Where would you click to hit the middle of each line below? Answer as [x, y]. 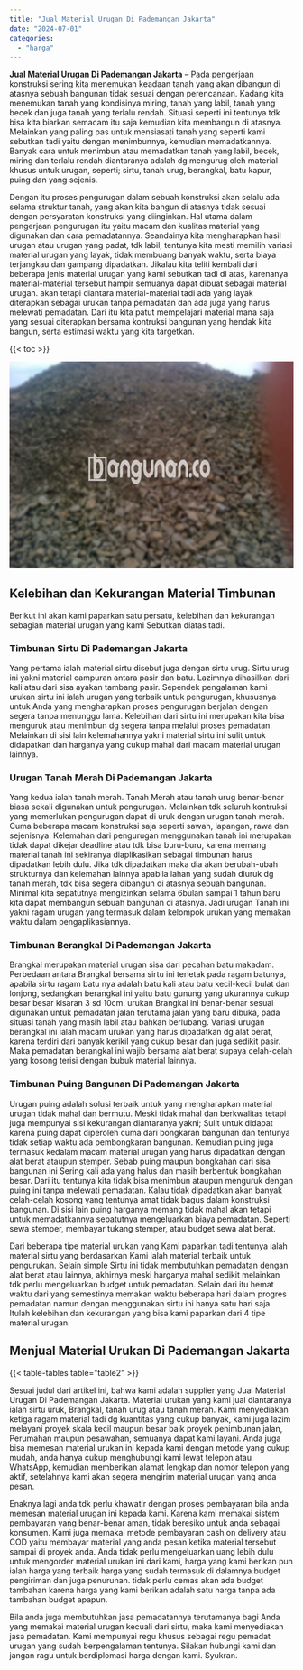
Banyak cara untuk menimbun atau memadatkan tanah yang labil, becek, [144, 151]
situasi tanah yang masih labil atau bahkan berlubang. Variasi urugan [137, 1022]
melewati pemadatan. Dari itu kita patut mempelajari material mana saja [142, 312]
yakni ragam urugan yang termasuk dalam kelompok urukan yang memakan [150, 912]
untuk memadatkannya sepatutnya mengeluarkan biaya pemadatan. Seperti [150, 1219]
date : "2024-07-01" [46, 28]
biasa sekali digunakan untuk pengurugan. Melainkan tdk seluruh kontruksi [148, 807]
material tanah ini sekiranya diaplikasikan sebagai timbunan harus [131, 855]
